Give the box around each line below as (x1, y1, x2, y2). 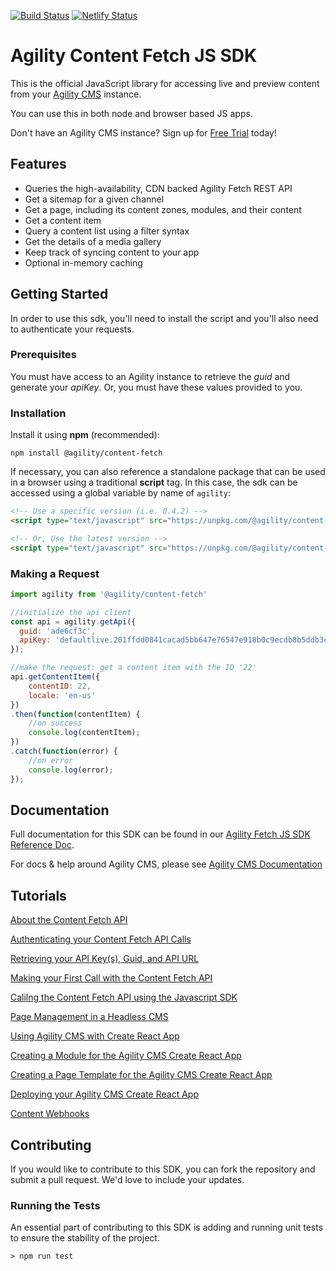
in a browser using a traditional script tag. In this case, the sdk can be (10, 476, 298, 489)
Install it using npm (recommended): (10, 429, 160, 441)
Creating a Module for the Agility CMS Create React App (10, 1050, 242, 1062)
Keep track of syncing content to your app (24, 246, 200, 258)
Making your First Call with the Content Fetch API (10, 972, 213, 984)
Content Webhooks (10, 1108, 90, 1120)
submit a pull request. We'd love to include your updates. (10, 1174, 245, 1186)
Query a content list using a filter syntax (24, 225, 190, 237)
